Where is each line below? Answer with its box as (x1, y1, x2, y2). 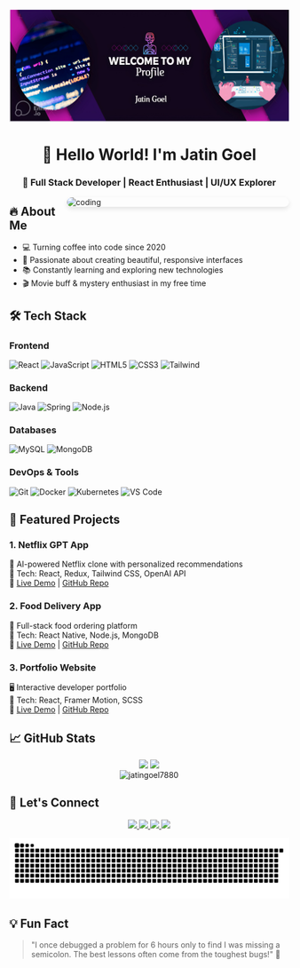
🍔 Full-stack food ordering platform (9, 620, 138, 631)
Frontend (9, 339, 50, 352)
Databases (9, 424, 57, 436)
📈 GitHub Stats (9, 731, 96, 746)
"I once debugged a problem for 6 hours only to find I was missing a (30, 940, 280, 950)
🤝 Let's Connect (9, 796, 99, 811)
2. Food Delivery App (9, 600, 102, 613)
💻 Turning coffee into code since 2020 (21, 242, 166, 253)
